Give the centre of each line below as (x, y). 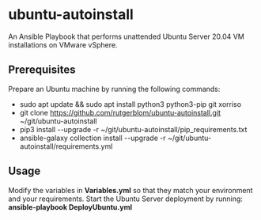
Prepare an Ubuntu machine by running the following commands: (114, 89)
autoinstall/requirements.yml (66, 146)
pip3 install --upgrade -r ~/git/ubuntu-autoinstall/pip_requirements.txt (133, 129)
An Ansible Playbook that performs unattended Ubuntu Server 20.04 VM (127, 36)
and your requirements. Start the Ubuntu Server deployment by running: (126, 199)
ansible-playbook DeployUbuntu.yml (70, 207)
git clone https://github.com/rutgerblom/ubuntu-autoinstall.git (120, 112)
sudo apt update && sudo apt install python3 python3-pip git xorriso (130, 104)
